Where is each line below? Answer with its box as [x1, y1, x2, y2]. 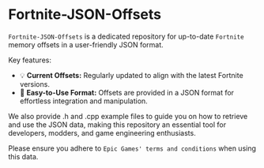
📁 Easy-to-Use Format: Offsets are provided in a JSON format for [19, 88, 235, 97]
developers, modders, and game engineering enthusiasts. [8, 128, 196, 137]
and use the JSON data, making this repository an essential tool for [8, 120, 227, 129]
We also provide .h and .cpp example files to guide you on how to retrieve [8, 111, 248, 121]
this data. [8, 151, 39, 161]
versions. [19, 79, 50, 88]
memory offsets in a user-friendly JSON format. [8, 39, 164, 49]
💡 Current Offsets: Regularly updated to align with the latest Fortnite [19, 70, 243, 80]
